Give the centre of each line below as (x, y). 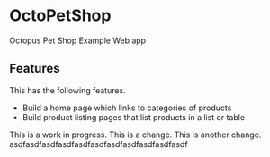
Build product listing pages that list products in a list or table (134, 117)
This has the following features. (67, 90)
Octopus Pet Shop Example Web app (78, 40)
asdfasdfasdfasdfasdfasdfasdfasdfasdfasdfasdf (99, 144)
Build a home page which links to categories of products (127, 108)
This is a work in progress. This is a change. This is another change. (135, 135)
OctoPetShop (60, 16)
